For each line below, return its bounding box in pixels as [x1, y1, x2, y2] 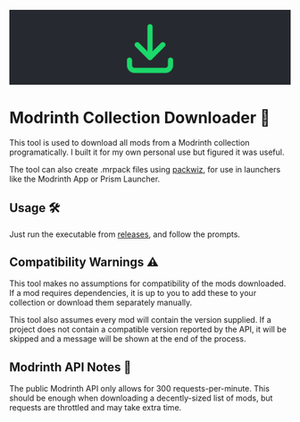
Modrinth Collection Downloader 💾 [9, 108, 271, 128]
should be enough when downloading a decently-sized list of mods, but [9, 392, 273, 403]
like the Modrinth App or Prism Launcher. [9, 173, 161, 184]
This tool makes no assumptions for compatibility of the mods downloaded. [9, 278, 287, 289]
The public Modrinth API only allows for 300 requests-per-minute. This [9, 384, 271, 394]
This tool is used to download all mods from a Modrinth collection [9, 137, 250, 148]
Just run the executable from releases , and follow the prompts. [9, 229, 241, 240]
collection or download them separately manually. [9, 297, 193, 308]
